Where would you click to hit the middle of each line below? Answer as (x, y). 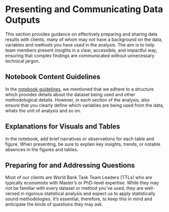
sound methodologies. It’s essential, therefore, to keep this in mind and (79, 199)
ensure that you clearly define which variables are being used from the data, (84, 105)
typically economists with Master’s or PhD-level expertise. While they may (82, 183)
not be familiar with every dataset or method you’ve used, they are (74, 188)
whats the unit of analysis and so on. (43, 110)
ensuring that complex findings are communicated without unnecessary (80, 55)
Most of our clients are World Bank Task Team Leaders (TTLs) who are (79, 178)
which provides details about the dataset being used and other (70, 94)
